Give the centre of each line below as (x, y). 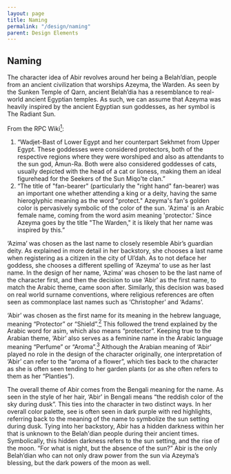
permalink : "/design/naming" (49, 26)
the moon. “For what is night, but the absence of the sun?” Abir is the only (112, 448)
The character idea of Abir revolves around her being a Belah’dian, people (112, 77)
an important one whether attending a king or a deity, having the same (117, 193)
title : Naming (28, 20)
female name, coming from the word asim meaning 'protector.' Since (114, 215)
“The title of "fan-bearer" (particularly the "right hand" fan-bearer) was (118, 186)
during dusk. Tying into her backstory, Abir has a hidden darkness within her (115, 426)
